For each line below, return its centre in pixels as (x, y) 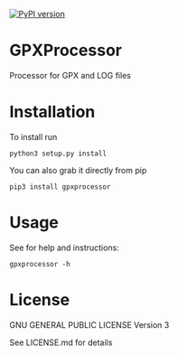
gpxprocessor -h (40, 264)
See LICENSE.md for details (61, 342)
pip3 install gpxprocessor (60, 187)
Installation (52, 112)
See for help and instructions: (64, 248)
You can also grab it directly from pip (78, 170)
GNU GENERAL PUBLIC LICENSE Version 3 (89, 324)
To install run (33, 136)
